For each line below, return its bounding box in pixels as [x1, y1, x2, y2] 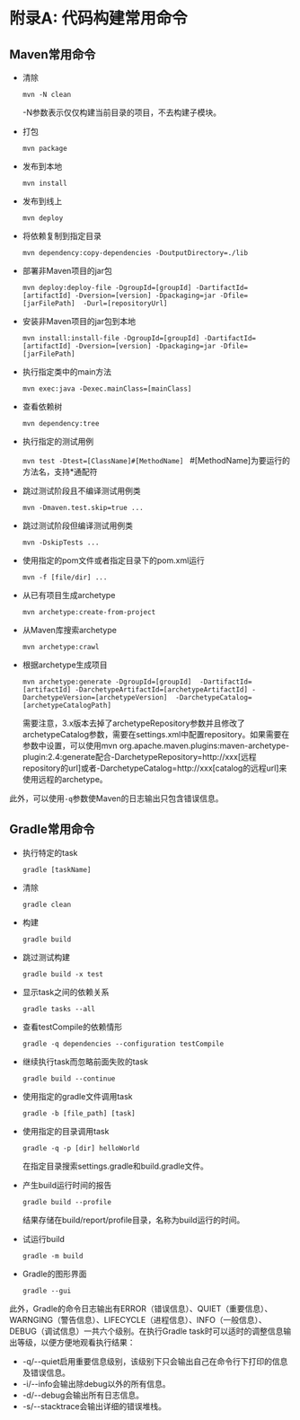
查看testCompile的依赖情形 [22, 1021, 123, 1032]
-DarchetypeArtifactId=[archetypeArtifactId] [75, 685, 249, 694]
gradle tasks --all [22, 1004, 96, 1013]
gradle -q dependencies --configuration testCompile [22, 1039, 225, 1048]
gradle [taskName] [22, 865, 92, 874]
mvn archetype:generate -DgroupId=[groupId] [22, 677, 192, 686]
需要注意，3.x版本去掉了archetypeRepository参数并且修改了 [22, 718, 245, 728]
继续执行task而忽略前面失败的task [22, 1056, 148, 1067]
